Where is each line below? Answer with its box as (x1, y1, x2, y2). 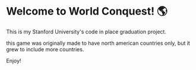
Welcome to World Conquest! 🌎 (6, 5, 168, 18)
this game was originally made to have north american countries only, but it (6, 39, 190, 46)
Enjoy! (6, 57, 22, 64)
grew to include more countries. (6, 45, 84, 53)
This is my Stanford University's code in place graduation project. (6, 28, 166, 35)
